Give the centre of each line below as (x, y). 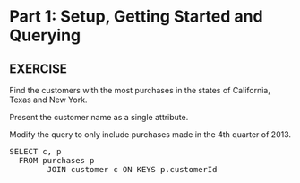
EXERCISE (38, 69)
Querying (45, 35)
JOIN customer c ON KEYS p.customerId (132, 169)
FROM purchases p (56, 160)
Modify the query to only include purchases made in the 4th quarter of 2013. (150, 135)
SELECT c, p (35, 151)
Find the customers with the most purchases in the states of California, (140, 90)
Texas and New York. (48, 100)
